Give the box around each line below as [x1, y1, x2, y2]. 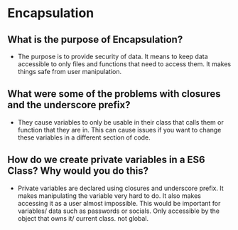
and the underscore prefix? [7, 99, 131, 111]
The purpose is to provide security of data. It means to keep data [17, 52, 208, 61]
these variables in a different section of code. [17, 133, 151, 142]
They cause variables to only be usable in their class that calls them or [17, 117, 224, 126]
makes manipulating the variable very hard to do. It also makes [17, 191, 201, 200]
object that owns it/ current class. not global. [17, 214, 149, 222]
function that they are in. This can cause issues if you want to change [17, 125, 222, 134]
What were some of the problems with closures [7, 88, 222, 100]
